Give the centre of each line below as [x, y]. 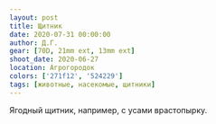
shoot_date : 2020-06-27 [54, 59]
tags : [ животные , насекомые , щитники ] [82, 84]
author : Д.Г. [34, 43]
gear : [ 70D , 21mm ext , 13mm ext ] [72, 51]
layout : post [34, 18]
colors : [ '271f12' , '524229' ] [66, 76]
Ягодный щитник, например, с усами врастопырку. [108, 110]
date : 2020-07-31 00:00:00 [60, 34]
